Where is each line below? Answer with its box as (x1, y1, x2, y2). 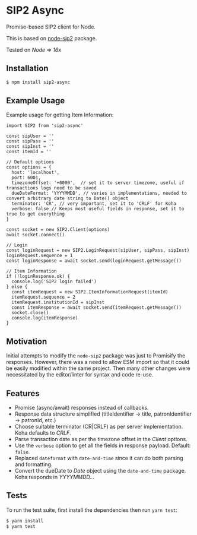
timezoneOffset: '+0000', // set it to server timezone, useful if (11, 180, 185, 186)
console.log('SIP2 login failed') (11, 278, 97, 285)
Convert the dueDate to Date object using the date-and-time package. (14, 467, 186, 474)
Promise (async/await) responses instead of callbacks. (14, 404, 149, 411)
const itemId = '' (6, 149, 52, 155)
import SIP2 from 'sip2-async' (6, 123, 84, 129)
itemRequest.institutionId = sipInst (11, 299, 105, 306)
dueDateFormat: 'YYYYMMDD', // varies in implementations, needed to (11, 191, 187, 197)
